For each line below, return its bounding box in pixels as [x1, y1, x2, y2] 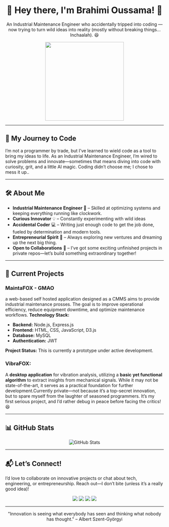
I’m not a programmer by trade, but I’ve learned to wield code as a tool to [5, 147, 157, 154]
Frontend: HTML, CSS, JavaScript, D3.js [12, 327, 97, 333]
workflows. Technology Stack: [5, 312, 69, 318]
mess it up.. [5, 169, 29, 175]
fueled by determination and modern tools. [12, 229, 102, 235]
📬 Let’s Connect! [5, 459, 62, 468]
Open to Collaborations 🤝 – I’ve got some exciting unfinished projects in [12, 245, 162, 251]
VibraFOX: [5, 360, 31, 367]
